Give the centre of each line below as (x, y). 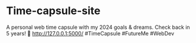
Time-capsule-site (53, 11)
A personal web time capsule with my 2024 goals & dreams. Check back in (98, 27)
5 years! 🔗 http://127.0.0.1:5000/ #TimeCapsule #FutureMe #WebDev (90, 33)
